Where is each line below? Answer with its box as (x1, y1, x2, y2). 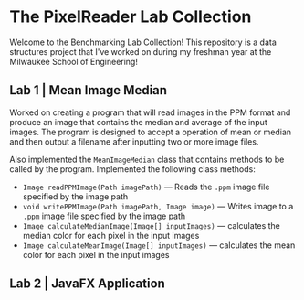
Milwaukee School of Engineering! (9, 56, 139, 67)
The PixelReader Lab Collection (9, 6, 252, 27)
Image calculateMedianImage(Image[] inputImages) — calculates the (22, 220, 281, 230)
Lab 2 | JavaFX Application (9, 276, 166, 292)
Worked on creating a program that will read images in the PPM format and (9, 107, 291, 118)
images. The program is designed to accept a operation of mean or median (9, 126, 292, 137)
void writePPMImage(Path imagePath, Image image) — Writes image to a (22, 200, 294, 211)
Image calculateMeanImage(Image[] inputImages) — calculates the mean (22, 240, 296, 251)
